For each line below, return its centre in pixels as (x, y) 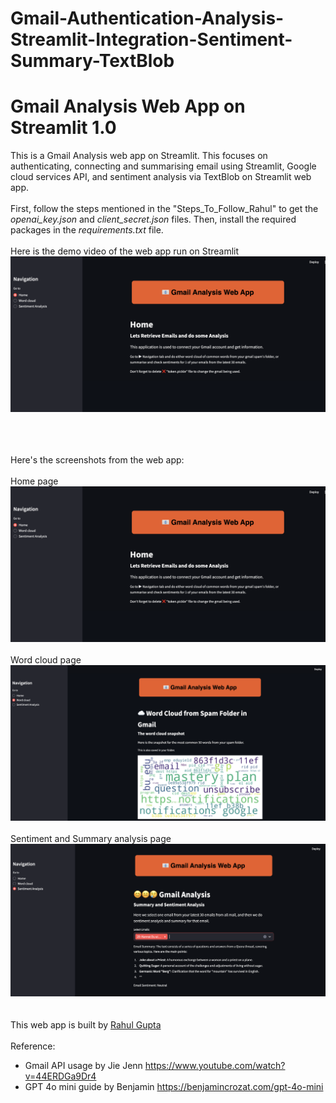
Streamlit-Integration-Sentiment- (151, 39)
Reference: (33, 1046)
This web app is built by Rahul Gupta (86, 1024)
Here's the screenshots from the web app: (97, 460)
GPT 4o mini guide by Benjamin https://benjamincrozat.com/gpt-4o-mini (174, 1086)
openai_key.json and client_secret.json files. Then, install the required (153, 219)
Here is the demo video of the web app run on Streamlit (125, 251)
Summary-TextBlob (92, 61)
